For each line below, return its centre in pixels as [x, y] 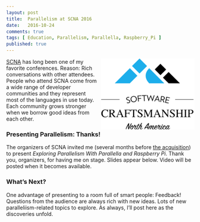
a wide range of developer [39, 87]
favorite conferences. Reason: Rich [49, 68]
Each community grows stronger [46, 106]
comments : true [25, 32]
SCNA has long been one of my [45, 62]
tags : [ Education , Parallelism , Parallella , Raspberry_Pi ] [84, 38]
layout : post [22, 13]
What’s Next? [26, 182]
